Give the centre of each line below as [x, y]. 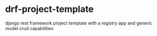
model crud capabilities [29, 28]
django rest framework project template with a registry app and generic [79, 23]
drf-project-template [49, 9]
